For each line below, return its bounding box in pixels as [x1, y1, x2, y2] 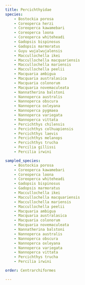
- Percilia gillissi [14, 145, 56, 150]
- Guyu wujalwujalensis [14, 48, 63, 53]
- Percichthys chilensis [14, 122, 65, 127]
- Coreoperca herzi [14, 21, 54, 26]
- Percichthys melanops [14, 136, 63, 141]
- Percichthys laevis [14, 131, 58, 136]
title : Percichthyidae [5, 7, 52, 12]
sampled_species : [5, 158, 41, 163]
